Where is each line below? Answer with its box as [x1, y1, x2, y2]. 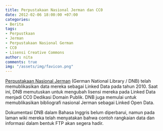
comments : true [5, 59, 37, 64]
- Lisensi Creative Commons [5, 50, 65, 55]
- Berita [5, 21, 24, 27]
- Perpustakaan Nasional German [5, 41, 73, 46]
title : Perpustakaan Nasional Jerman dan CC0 [5, 7, 103, 13]
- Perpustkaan [5, 31, 35, 36]
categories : [5, 17, 30, 22]
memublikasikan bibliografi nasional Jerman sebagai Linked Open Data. [5, 100, 154, 106]
